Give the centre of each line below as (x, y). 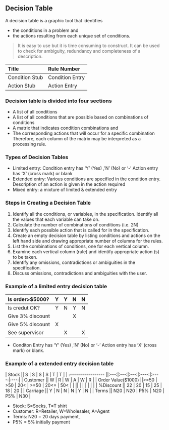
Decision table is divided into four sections (59, 101)
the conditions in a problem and (45, 30)
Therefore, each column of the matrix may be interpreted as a (77, 139)
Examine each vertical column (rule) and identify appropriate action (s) (86, 251)
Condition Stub (25, 77)
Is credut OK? (24, 308)
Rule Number (64, 69)
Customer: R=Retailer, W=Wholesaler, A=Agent (61, 411)
